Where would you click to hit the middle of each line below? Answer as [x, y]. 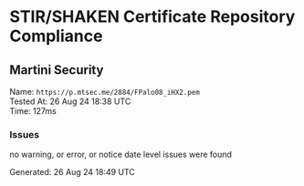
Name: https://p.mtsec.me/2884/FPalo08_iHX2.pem [105, 92]
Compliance [56, 36]
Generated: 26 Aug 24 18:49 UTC [72, 172]
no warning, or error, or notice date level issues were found [121, 155]
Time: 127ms [33, 111]
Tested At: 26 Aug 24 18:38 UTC [70, 101]
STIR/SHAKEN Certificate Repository [152, 17]
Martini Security [57, 70]
